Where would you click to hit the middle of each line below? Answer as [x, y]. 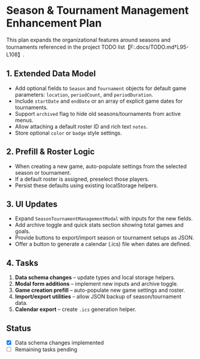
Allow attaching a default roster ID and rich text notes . [81, 126]
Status [19, 328]
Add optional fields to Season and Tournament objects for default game [101, 88]
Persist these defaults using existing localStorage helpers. [87, 185]
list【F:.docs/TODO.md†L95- [153, 47]
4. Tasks [22, 263]
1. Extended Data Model [51, 74]
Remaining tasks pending [46, 349]
